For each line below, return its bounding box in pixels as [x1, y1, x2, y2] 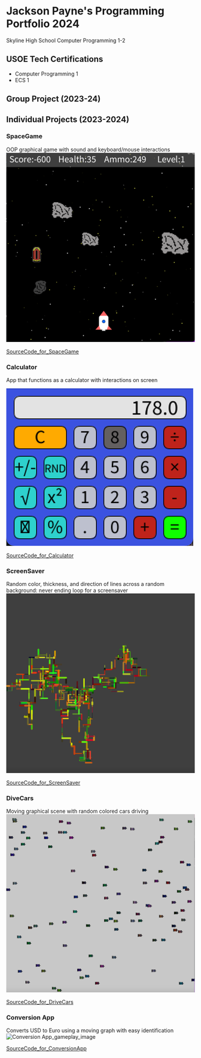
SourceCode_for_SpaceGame [6, 348, 79, 355]
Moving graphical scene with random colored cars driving [6, 808, 149, 815]
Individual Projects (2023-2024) [6, 114, 130, 124]
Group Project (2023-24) [6, 94, 101, 104]
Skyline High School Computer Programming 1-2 [6, 37, 126, 44]
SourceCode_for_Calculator [6, 552, 74, 559]
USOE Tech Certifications [6, 54, 103, 64]
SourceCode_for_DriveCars [6, 998, 74, 1005]
